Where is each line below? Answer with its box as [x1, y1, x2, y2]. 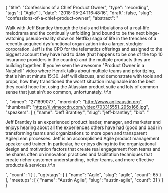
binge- [145, 30, 160, 36]
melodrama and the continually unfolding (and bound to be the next [5, 30, 145, 36]
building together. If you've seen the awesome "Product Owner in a [5, 62, 145, 68]
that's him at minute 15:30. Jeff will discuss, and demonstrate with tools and [5, 73, 162, 79]
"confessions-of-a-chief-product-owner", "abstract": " [5, 15, 119, 21]
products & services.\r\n [5, 162, 56, 168]
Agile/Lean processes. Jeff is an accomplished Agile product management [5, 136, 160, 141]
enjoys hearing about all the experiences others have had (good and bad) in [5, 124, 162, 131]
